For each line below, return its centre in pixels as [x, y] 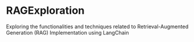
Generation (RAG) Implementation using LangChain [67, 32]
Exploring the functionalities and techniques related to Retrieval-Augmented [97, 26]
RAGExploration [45, 11]
